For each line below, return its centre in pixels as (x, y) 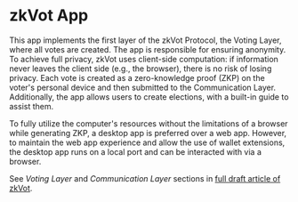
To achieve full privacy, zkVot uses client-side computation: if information (144, 59)
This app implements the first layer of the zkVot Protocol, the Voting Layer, (145, 40)
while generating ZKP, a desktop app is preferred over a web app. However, (148, 133)
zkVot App (49, 16)
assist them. (32, 106)
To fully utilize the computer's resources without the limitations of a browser (149, 123)
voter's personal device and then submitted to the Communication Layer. (143, 87)
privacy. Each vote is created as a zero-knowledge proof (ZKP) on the (137, 77)
